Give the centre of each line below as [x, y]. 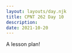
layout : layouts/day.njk [36, 11]
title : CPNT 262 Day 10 [35, 17]
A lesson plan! [23, 44]
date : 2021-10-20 [27, 28]
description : [22, 22]
